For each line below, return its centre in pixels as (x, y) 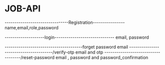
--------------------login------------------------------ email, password (77, 37)
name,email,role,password (32, 27)
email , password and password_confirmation (102, 57)
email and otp (89, 52)
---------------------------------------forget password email (66, 47)
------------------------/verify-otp (40, 52)
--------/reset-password (30, 57)
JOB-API (23, 9)
